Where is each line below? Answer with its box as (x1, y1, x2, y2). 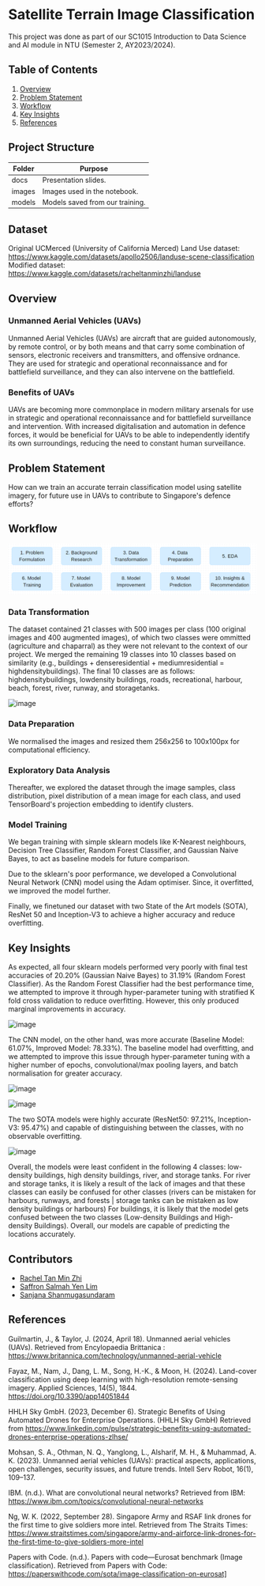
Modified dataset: (8, 260, 65, 270)
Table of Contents (8, 63, 99, 77)
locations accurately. (8, 1229, 77, 1239)
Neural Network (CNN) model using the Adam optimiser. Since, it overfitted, (8, 878, 254, 887)
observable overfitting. (8, 1132, 83, 1141)
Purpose (80, 164, 109, 173)
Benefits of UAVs (8, 386, 75, 397)
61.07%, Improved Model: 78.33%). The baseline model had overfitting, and (8, 1043, 254, 1053)
